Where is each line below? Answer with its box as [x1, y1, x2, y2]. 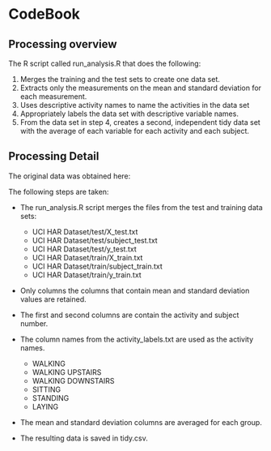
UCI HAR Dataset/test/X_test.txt [32, 226, 138, 236]
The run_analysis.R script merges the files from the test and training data [19, 202, 263, 212]
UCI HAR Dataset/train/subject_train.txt [32, 261, 163, 271]
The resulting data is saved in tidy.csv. [19, 433, 148, 443]
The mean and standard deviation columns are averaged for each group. [19, 417, 263, 427]
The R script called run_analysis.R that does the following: [8, 58, 201, 68]
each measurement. [19, 92, 87, 101]
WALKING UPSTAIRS [32, 367, 102, 377]
